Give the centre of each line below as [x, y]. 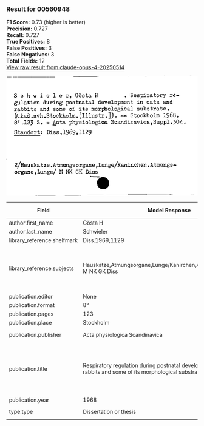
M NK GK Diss [100, 271]
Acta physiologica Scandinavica [123, 334]
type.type [21, 412]
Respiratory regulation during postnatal [132, 365]
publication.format [32, 305]
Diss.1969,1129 [104, 240]
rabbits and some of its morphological [130, 372]
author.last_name [31, 231]
